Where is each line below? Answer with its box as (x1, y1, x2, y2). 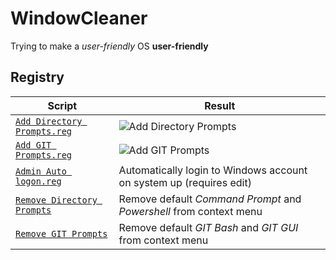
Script (47, 98, 78, 112)
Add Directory (15, 115, 83, 127)
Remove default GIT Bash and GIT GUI (118, 220, 299, 234)
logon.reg (15, 175, 62, 187)
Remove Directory (15, 194, 98, 206)
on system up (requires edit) (118, 175, 252, 189)
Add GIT (15, 139, 52, 151)
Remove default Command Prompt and (118, 192, 302, 206)
